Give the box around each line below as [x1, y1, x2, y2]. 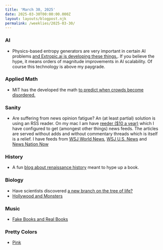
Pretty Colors [5, 228, 38, 235]
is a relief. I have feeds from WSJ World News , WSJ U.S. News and [12, 136, 147, 142]
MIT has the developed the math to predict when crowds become [12, 86, 144, 93]
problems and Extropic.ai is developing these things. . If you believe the [12, 53, 155, 59]
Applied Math [5, 76, 38, 83]
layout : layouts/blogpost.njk [5, 16, 67, 21]
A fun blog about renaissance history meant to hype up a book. [12, 165, 139, 170]
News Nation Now [12, 141, 49, 147]
